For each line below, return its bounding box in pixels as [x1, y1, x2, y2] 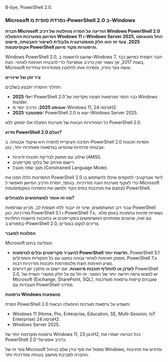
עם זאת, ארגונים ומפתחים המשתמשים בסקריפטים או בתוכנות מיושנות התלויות [5, 215, 151, 221]
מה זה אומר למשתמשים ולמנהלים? [5, 195, 75, 201]
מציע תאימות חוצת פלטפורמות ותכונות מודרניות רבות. [12, 261, 113, 267]
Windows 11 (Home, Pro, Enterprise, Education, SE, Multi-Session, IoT [12, 311, 156, 317]
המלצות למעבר [5, 230, 36, 236]
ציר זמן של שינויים [5, 74, 41, 80]
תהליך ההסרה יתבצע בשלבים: [5, 84, 61, 90]
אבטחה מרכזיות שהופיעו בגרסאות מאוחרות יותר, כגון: [5, 144, 105, 150]
